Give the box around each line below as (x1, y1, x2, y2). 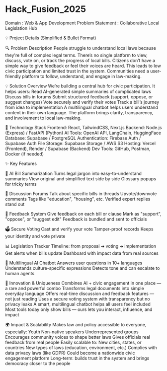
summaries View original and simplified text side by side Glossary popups (5, 175, 157, 182)
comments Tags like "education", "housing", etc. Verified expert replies (5, 196, 151, 202)
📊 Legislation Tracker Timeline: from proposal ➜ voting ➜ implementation (5, 243, 157, 249)
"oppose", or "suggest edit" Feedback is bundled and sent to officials (5, 216, 147, 222)
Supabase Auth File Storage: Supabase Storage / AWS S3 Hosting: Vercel (5, 140, 156, 146)
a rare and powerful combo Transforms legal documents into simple (5, 285, 144, 291)
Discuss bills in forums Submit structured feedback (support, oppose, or (5, 93, 153, 100)
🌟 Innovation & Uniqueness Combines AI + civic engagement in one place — (5, 280, 162, 286)
